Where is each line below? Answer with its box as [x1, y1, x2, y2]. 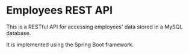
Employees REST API [6, 4, 113, 17]
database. [6, 29, 31, 36]
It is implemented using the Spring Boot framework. [6, 41, 134, 48]
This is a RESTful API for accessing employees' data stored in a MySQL [6, 23, 183, 30]
